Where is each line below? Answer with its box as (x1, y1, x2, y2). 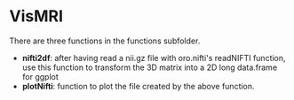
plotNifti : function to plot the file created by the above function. (21, 81, 255, 91)
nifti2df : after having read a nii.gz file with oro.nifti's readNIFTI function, (21, 52, 286, 63)
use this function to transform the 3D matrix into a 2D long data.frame (21, 62, 278, 73)
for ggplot (21, 71, 60, 81)
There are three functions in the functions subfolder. (9, 35, 201, 46)
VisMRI (9, 6, 64, 27)
